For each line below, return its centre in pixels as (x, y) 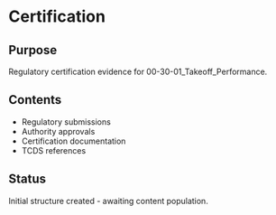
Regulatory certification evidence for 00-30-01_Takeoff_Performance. (138, 71)
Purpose (33, 50)
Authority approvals (58, 131)
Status (28, 179)
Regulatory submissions (66, 122)
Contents (35, 100)
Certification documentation (74, 141)
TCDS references (54, 150)
